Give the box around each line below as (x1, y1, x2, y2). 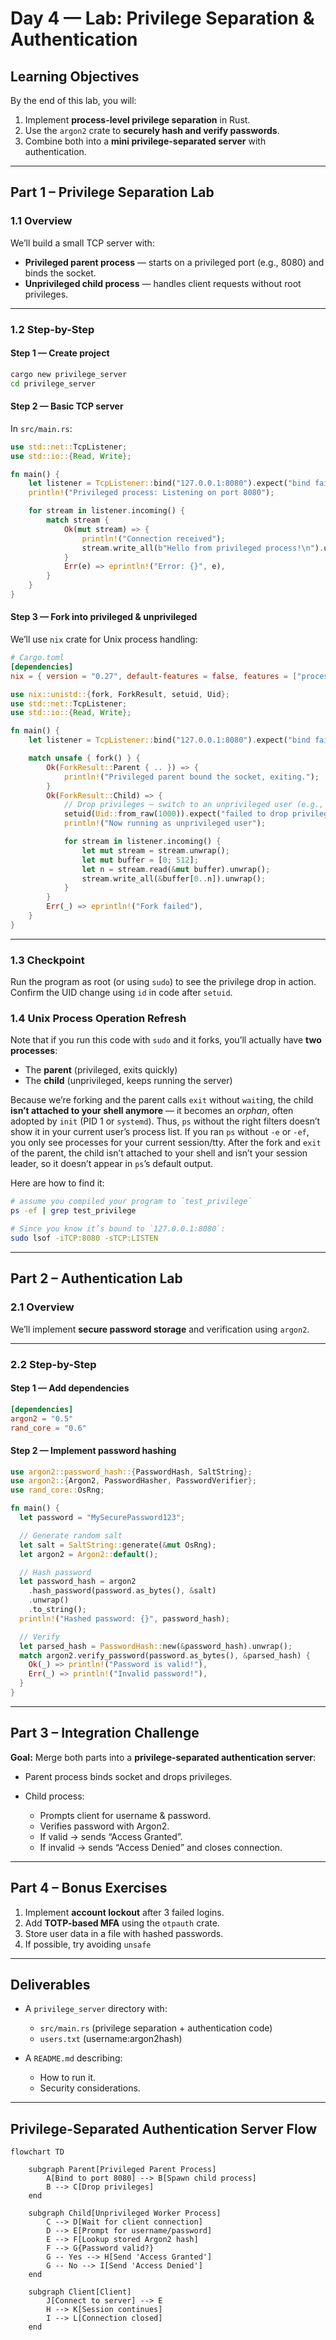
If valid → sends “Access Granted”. (39, 1830, 183, 1842)
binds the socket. (24, 267, 97, 279)
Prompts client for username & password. (39, 1809, 212, 1821)
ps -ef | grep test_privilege (10, 1206, 137, 1216)
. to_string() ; (28, 1605, 87, 1615)
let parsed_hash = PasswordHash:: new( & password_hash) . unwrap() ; (19, 1641, 293, 1651)
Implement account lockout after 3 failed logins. (24, 1906, 225, 1918)
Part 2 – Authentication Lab (10, 1270, 183, 1287)
